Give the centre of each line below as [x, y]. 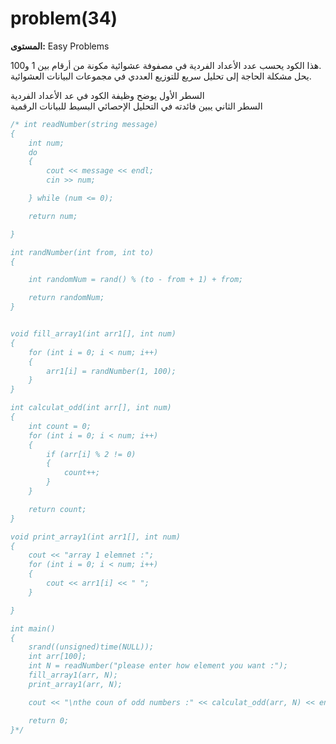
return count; [57, 509]
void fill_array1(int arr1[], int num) [93, 334]
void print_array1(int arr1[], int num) [96, 537]
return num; [53, 216]
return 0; [49, 720]
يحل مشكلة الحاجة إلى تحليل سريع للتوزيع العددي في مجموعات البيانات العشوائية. [161, 76]
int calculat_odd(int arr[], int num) [91, 408]
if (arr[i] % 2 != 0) [91, 454]
